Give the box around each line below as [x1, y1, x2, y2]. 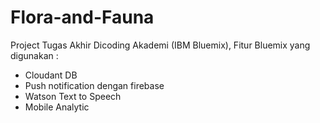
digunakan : [10, 49, 59, 61]
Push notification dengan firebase [24, 79, 165, 91]
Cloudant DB [24, 69, 78, 81]
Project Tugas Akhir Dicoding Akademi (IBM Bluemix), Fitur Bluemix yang [10, 39, 311, 51]
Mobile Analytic [24, 101, 90, 113]
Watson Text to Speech [24, 90, 122, 102]
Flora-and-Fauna [10, 6, 155, 29]
